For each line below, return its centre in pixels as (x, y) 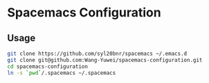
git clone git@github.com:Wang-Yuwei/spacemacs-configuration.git (105, 60)
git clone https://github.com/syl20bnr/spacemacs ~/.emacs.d (97, 54)
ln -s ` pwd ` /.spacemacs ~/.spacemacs (62, 73)
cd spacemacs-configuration (48, 67)
